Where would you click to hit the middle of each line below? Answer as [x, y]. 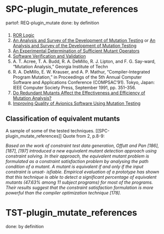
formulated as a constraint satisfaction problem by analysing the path [77, 161]
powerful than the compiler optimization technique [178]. [63, 193]
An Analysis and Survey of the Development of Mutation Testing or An [84, 40]
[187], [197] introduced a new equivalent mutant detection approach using [81, 151]
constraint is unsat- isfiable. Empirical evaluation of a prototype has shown [82, 172]
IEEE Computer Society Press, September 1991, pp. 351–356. [74, 87]
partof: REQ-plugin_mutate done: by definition [52, 23]
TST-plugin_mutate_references [71, 213]
